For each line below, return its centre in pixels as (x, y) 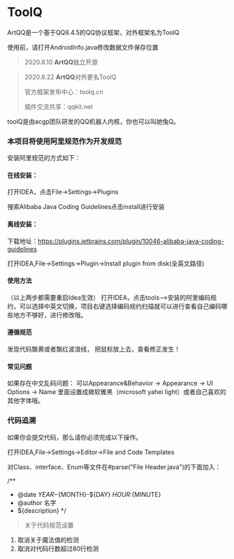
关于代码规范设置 (49, 525)
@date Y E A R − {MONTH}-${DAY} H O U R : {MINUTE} (89, 494)
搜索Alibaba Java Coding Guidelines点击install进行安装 (86, 207)
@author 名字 (37, 502)
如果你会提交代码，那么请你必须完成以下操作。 (74, 437)
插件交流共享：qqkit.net (58, 106)
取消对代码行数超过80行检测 (58, 549)
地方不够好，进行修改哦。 (50, 314)
